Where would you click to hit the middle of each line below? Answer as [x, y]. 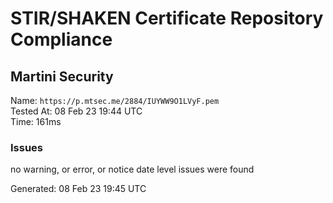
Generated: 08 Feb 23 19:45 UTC [78, 189]
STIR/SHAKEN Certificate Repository [167, 18]
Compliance [61, 39]
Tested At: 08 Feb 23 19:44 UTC [76, 111]
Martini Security [62, 76]
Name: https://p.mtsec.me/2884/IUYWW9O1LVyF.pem [115, 100]
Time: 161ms [36, 121]
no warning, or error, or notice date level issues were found [132, 169]
